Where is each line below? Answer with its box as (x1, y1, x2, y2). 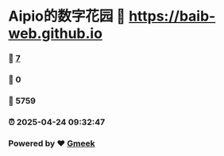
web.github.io (8, 25, 103, 43)
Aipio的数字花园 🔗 (8, 7, 126, 25)
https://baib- (128, 7, 216, 25)
